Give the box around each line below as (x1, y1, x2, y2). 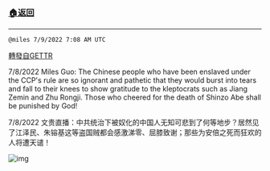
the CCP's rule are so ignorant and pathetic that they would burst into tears (8, 75, 257, 85)
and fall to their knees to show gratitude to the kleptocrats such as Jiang (8, 84, 247, 94)
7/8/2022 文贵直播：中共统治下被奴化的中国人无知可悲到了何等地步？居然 (8, 118, 253, 128)
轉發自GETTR (8, 51, 53, 61)
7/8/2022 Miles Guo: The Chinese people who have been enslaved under (8, 67, 251, 77)
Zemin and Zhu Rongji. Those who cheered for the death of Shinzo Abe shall (8, 92, 261, 102)
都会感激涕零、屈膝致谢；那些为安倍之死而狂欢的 (99, 128, 262, 137)
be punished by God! (8, 101, 78, 111)
